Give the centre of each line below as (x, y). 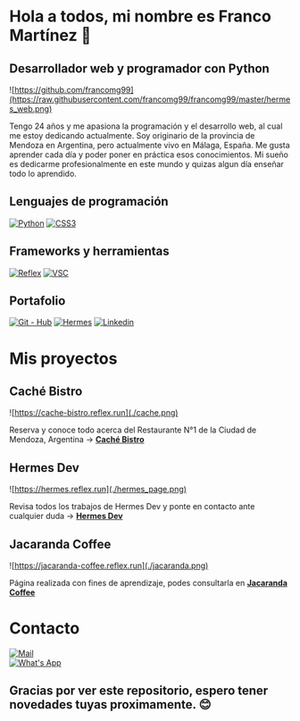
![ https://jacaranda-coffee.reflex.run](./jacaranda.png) (109, 566)
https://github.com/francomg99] (74, 90)
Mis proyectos (63, 358)
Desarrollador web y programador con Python (139, 68)
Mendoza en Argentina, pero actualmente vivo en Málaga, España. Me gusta (150, 145)
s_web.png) (31, 109)
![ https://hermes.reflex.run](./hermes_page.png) (98, 490)
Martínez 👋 (50, 35)
